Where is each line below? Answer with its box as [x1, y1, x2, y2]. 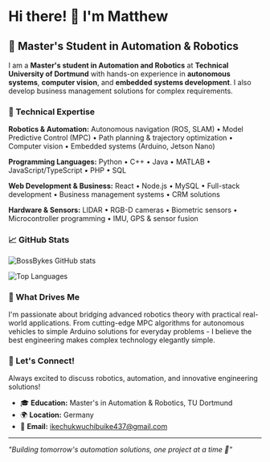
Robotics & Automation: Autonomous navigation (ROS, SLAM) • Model [8, 125, 243, 134]
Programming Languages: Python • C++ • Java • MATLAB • [8, 157, 211, 167]
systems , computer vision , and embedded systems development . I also [8, 78, 252, 87]
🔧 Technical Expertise [8, 106, 95, 117]
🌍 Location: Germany [19, 410, 94, 420]
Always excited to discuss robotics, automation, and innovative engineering [8, 374, 259, 383]
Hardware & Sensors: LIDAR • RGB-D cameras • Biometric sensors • [8, 205, 238, 215]
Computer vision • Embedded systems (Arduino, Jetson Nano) [8, 141, 215, 151]
